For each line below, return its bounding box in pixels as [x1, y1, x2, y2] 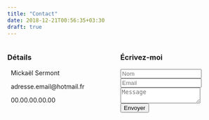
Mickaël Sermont [10, 68, 60, 77]
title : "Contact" [7, 10, 58, 18]
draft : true [7, 23, 42, 30]
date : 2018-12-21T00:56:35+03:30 [7, 17, 105, 24]
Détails [7, 53, 32, 62]
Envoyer [123, 104, 146, 112]
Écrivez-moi [120, 53, 163, 62]
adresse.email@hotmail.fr [10, 82, 85, 91]
